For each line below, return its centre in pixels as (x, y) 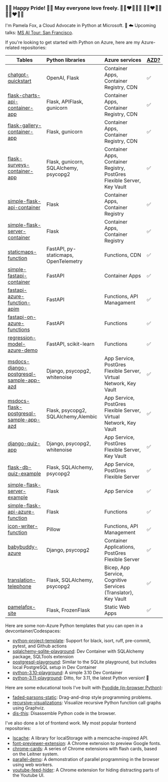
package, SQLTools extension (43, 657)
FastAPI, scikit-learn (70, 344)
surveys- (19, 165)
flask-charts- (24, 96)
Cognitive (115, 580)
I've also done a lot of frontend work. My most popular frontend (71, 723)
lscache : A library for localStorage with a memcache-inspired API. (80, 738)
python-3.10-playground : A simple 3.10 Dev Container (67, 673)
